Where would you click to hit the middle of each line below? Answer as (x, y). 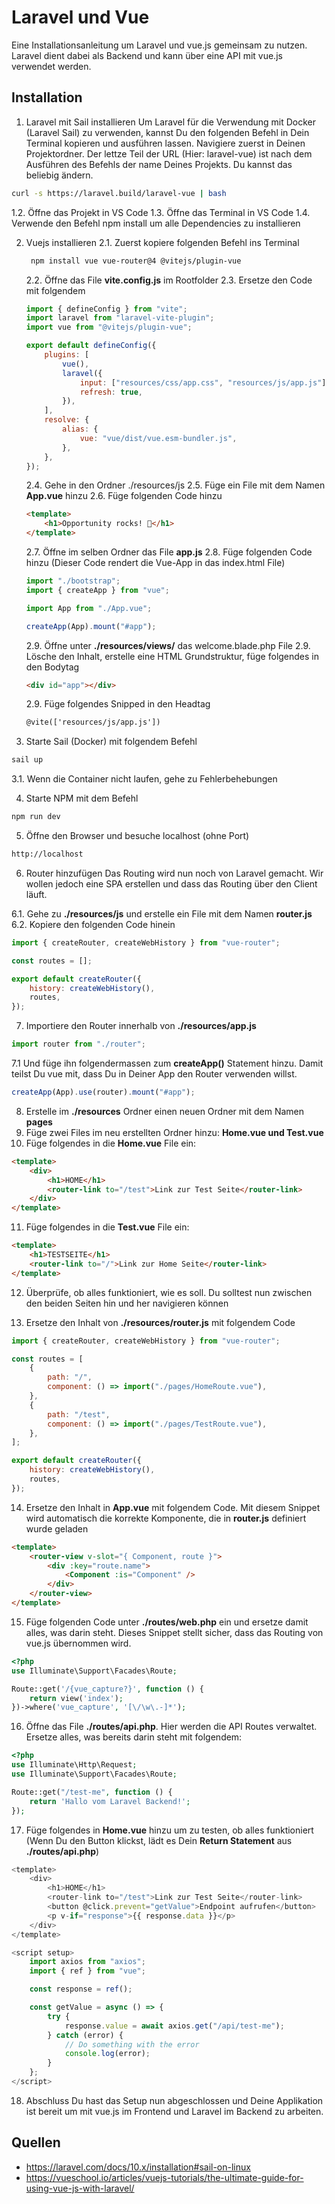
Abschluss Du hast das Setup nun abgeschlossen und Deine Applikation (174, 2100)
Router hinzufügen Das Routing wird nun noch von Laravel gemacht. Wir (174, 873)
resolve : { (67, 420)
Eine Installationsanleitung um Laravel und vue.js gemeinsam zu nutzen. (159, 45)
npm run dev (36, 817)
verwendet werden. (51, 66)
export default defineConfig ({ (91, 346)
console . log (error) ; (107, 2054)
